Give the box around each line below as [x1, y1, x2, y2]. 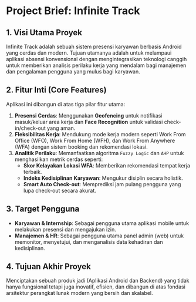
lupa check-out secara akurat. [23, 187, 97, 194]
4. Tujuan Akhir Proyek [6, 261, 91, 271]
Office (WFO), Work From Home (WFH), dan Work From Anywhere [14, 137, 175, 144]
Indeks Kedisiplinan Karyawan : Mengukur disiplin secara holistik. [23, 175, 183, 182]
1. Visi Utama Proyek [6, 28, 82, 38]
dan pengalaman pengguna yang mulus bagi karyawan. [6, 68, 141, 75]
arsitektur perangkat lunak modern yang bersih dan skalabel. [6, 290, 154, 297]
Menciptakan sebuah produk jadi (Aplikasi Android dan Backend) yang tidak [6, 277, 190, 284]
